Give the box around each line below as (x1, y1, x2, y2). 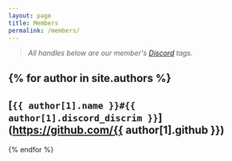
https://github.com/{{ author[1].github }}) (12, 124, 225, 137)
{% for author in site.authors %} (8, 71, 171, 84)
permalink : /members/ (8, 26, 81, 34)
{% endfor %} (8, 144, 54, 154)
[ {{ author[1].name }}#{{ (8, 99, 136, 112)
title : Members (8, 19, 59, 27)
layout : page (8, 11, 52, 20)
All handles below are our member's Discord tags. (27, 49, 193, 58)
